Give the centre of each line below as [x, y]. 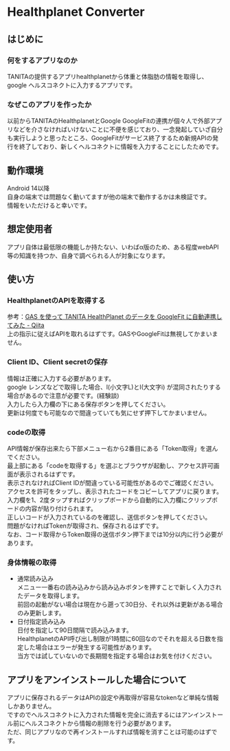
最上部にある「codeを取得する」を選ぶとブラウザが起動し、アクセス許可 [111, 466]
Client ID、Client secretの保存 [57, 362]
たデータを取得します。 [50, 596]
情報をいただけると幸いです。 [49, 205]
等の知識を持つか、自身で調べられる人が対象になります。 [88, 256]
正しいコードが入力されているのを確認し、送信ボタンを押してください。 [109, 517]
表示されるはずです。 [49, 474]
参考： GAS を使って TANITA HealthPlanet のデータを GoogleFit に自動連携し [115, 317]
